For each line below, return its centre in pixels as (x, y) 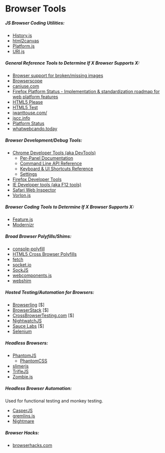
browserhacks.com (32, 445)
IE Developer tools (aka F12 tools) (47, 185)
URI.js (18, 52)
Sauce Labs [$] (28, 326)
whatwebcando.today (35, 129)
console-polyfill (28, 249)
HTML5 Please (28, 102)
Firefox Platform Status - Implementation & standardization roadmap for (86, 92)
